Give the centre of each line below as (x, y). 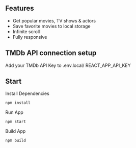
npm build (16, 141)
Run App (15, 112)
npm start (16, 122)
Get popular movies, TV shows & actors (54, 20)
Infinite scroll (26, 31)
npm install (18, 103)
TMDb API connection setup (51, 53)
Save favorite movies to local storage (51, 26)
